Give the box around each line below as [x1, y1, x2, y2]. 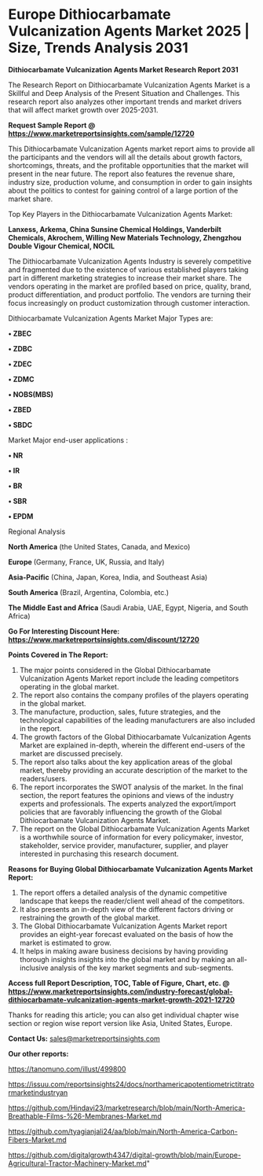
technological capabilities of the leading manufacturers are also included [19, 715, 255, 725]
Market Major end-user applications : [8, 435, 128, 445]
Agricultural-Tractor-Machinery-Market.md [8, 1158, 147, 1168]
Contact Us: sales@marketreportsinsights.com [8, 1034, 161, 1043]
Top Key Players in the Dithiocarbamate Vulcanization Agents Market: [8, 209, 233, 219]
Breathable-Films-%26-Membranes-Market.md [8, 1111, 163, 1121]
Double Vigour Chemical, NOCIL [8, 241, 115, 251]
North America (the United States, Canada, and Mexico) [8, 542, 191, 551]
